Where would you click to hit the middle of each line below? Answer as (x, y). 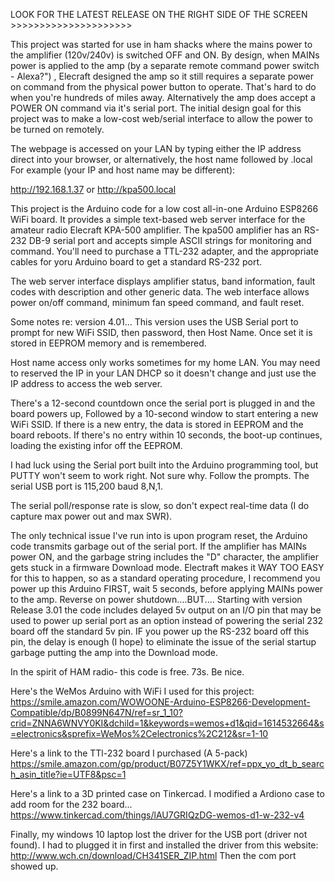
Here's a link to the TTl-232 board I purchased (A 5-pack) (129, 753)
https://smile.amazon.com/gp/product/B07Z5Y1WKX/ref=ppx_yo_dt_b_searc (167, 763)
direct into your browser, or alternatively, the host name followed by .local (161, 159)
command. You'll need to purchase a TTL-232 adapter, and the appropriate (164, 251)
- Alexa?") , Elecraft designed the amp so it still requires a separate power (162, 76)
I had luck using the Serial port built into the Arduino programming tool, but (164, 465)
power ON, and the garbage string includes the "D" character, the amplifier (164, 557)
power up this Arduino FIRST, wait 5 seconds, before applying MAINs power (167, 588)
